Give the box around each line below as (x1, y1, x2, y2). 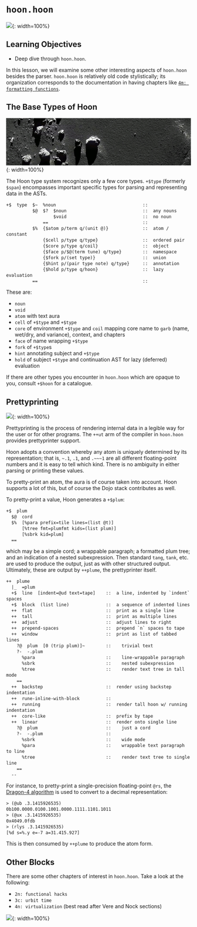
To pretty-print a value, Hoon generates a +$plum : (6, 496, 125, 503)
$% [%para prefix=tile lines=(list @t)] (11, 520, 114, 526)
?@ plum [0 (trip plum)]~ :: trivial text (16, 643, 154, 649)
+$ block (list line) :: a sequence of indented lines (11, 602, 191, 608)
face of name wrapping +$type (14, 337, 89, 345)
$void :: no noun (53, 214, 172, 220)
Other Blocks (6, 857, 55, 867)
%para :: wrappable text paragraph (21, 743, 185, 749)
